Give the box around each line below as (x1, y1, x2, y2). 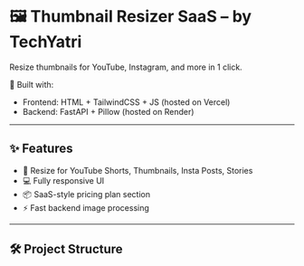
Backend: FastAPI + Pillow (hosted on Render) (22, 106, 195, 117)
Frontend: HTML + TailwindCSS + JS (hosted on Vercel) (22, 96, 231, 108)
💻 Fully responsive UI (22, 175, 105, 185)
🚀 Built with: (9, 79, 54, 90)
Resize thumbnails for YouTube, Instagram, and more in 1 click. (9, 62, 242, 72)
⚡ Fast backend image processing (22, 202, 149, 213)
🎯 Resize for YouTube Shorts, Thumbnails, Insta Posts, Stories (22, 165, 253, 176)
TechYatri (9, 32, 82, 52)
